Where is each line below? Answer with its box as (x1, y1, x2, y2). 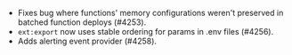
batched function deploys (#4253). (17, 17, 147, 27)
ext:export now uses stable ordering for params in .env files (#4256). (17, 27, 274, 36)
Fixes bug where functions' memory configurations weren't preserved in (17, 8, 284, 18)
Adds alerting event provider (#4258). (17, 35, 158, 46)
